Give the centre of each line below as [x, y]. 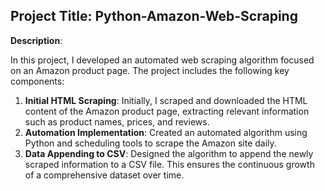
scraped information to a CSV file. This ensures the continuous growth [169, 164]
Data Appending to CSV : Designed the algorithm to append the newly [169, 153]
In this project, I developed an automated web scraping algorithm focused [162, 60]
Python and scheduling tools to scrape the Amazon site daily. [150, 143]
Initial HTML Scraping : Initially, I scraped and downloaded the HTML [166, 100]
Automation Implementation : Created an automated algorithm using [166, 132]
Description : [36, 40]
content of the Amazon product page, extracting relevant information [167, 111]
